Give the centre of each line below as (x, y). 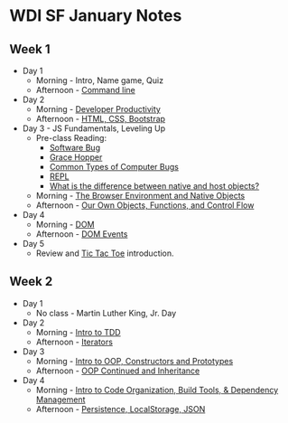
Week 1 (30, 49)
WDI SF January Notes (96, 16)
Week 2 (31, 282)
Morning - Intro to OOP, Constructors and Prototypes (135, 361)
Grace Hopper (76, 157)
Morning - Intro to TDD (78, 332)
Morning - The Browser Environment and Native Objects (140, 196)
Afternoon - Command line (85, 90)
